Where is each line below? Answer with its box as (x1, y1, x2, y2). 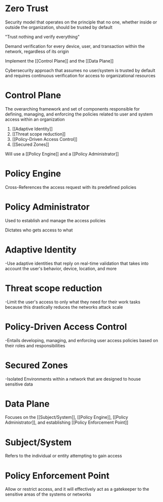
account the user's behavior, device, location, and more (5, 265, 117, 272)
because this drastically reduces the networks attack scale (5, 304, 123, 310)
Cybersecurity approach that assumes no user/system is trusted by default (5, 67, 156, 73)
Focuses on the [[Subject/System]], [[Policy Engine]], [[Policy (5, 414, 128, 420)
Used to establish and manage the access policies (5, 217, 106, 223)
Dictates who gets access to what (5, 227, 73, 233)
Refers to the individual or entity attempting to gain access (5, 453, 123, 459)
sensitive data (5, 381, 33, 387)
